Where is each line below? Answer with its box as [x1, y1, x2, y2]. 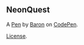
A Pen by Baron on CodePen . [6, 20, 78, 28]
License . [6, 32, 28, 40]
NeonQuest [6, 5, 50, 15]
